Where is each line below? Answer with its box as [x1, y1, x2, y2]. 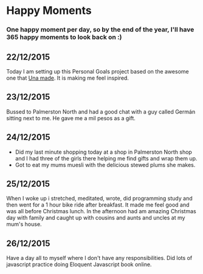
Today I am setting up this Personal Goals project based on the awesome [6, 67, 190, 75]
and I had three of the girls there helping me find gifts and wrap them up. [15, 154, 198, 162]
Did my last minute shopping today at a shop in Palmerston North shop [15, 148, 193, 156]
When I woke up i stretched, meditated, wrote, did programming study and [6, 195, 193, 202]
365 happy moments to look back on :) [6, 33, 122, 41]
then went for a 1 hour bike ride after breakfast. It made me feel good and [6, 201, 190, 208]
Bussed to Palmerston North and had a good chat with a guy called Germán [6, 108, 196, 115]
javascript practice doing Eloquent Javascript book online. [6, 261, 152, 268]
